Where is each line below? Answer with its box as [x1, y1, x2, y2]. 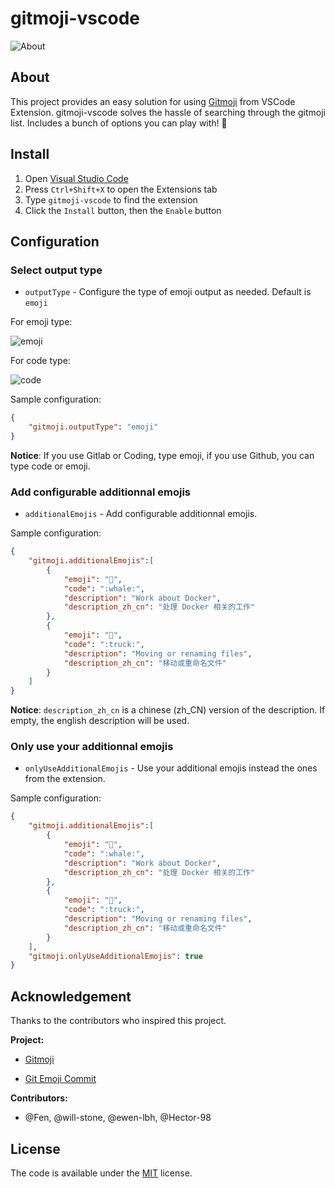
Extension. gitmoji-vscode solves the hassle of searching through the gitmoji [10, 106, 326, 118]
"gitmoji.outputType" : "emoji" [28, 422, 159, 432]
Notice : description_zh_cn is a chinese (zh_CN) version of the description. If [10, 704, 326, 716]
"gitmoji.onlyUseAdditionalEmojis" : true [28, 951, 203, 961]
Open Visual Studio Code [24, 172, 129, 184]
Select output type [10, 263, 103, 277]
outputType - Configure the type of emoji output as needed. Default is [24, 286, 312, 298]
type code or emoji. [10, 460, 91, 472]
